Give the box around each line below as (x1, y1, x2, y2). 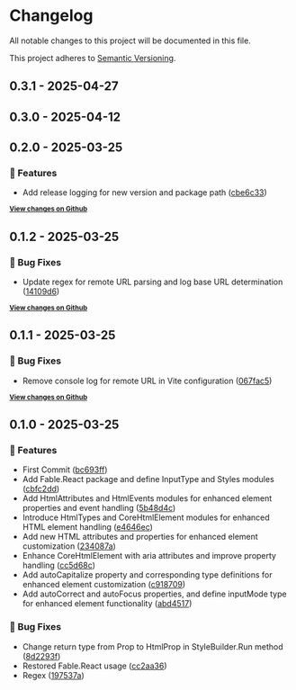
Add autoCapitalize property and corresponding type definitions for (22, 569, 273, 580)
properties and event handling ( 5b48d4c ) (22, 503, 176, 514)
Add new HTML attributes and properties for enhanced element (22, 532, 258, 542)
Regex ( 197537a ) (22, 669, 85, 680)
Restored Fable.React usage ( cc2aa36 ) (22, 660, 167, 671)
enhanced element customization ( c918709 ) (22, 579, 186, 590)
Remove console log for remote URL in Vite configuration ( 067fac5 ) (22, 375, 273, 386)
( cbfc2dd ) (22, 483, 60, 495)
